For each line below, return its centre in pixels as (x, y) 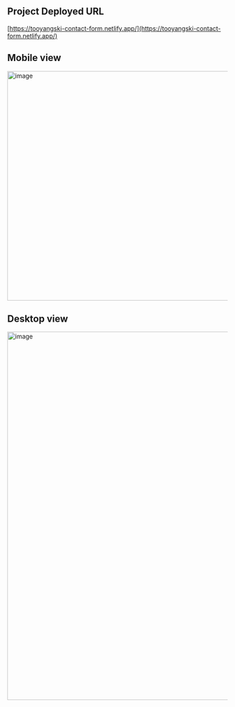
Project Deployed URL (56, 12)
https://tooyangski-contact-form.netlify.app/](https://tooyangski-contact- (115, 28)
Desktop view (38, 319)
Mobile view (34, 58)
